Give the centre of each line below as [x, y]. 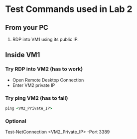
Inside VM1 [23, 55]
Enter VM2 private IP [34, 85]
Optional [16, 121]
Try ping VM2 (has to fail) [37, 98]
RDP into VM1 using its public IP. [45, 39]
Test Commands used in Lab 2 [69, 9]
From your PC [27, 28]
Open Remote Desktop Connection [48, 80]
